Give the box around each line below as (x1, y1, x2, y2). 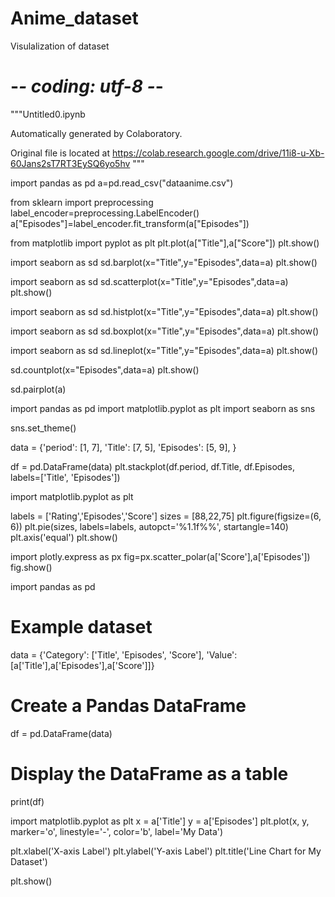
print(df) (10, 795, 45, 807)
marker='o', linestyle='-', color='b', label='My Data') (10, 825, 224, 837)
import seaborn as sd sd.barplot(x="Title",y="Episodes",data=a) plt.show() (10, 256, 318, 268)
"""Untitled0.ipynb (10, 108, 86, 120)
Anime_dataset (10, 7, 139, 30)
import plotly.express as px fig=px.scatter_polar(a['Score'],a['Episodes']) (10, 550, 311, 562)
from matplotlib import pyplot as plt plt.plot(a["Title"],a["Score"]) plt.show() (10, 237, 320, 249)
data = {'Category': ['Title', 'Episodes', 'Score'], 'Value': (10, 648, 238, 661)
